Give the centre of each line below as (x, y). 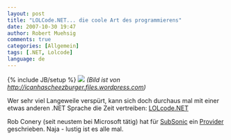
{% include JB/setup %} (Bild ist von (64, 79)
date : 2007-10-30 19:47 (42, 26)
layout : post (26, 14)
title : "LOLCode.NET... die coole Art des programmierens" (95, 20)
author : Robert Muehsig (42, 33)
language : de (26, 59)
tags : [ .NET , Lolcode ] (40, 53)
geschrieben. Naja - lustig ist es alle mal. (65, 129)
